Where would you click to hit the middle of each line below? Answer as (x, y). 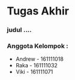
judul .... (19, 30)
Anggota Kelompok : (37, 46)
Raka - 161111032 (37, 66)
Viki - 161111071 (34, 72)
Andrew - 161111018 (40, 59)
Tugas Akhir (38, 11)
